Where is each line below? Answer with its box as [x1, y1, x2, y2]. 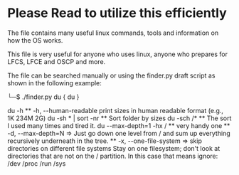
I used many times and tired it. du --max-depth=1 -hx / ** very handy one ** [7, 121, 230, 129]
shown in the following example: [7, 78, 102, 87]
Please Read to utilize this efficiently [7, 5, 227, 21]
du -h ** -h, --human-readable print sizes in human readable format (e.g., [7, 106, 224, 115]
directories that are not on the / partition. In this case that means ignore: [7, 152, 218, 160]
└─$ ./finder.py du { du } [7, 92, 80, 101]
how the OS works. [7, 36, 63, 44]
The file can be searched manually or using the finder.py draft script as [7, 71, 216, 80]
